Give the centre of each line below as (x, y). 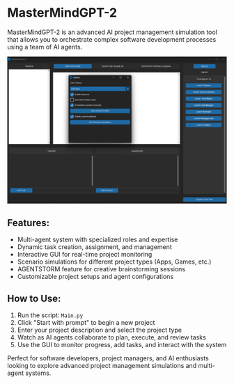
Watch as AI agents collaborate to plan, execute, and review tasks (112, 337)
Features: (29, 223)
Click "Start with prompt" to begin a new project (86, 323)
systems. (38, 373)
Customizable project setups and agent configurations (95, 277)
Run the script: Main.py (50, 315)
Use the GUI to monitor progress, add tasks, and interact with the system (122, 345)
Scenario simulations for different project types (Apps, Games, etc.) (114, 262)
